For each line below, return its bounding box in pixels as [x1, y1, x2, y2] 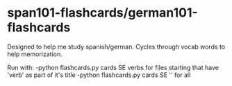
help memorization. [7, 50, 63, 58]
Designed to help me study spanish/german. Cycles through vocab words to [7, 42, 226, 51]
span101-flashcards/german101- [7, 5, 198, 21]
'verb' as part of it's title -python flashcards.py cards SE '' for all [7, 71, 191, 79]
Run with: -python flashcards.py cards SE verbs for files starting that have [7, 63, 219, 71]
